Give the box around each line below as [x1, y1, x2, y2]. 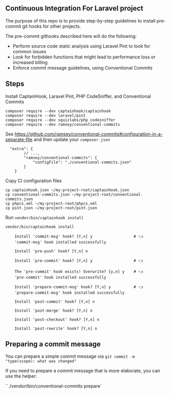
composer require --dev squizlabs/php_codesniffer [5, 117, 116, 122]
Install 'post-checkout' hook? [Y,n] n [14, 317, 100, 322]
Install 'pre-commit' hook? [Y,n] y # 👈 [14, 258, 143, 263]
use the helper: [5, 373, 37, 379]
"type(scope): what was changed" [5, 359, 77, 364]
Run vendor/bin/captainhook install [5, 214, 84, 221]
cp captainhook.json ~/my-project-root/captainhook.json [5, 187, 130, 192]
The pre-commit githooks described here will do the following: [5, 33, 137, 39]
